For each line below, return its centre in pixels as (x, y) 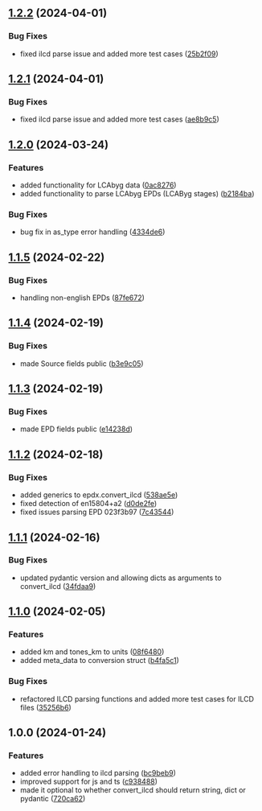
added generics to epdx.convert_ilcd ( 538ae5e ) (99, 495)
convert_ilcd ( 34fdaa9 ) (58, 586)
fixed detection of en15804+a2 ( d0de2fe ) (88, 504)
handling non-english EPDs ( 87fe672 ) (82, 298)
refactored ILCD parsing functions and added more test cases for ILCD (137, 698)
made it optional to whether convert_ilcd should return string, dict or (133, 790)
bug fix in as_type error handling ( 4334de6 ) (92, 232)
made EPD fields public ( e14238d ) (76, 429)
